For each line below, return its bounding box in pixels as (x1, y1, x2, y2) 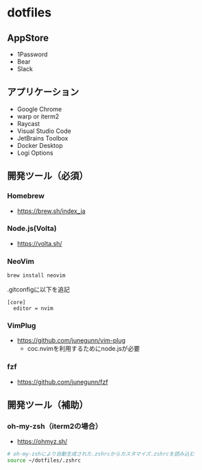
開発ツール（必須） (7, 170, 88, 182)
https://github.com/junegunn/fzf (16, 378, 108, 386)
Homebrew (7, 191, 45, 201)
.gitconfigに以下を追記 (7, 285, 71, 293)
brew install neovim (7, 272, 66, 279)
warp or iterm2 (16, 112, 60, 121)
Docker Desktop (16, 141, 63, 149)
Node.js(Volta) (7, 224, 57, 234)
